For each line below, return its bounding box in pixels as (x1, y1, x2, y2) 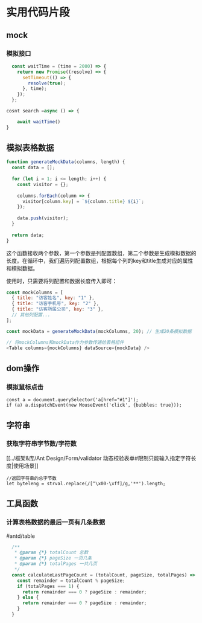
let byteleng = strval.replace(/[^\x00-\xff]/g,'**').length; (6, 480, 166, 486)
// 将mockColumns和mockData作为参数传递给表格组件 (6, 339, 125, 345)
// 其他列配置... (11, 312, 51, 318)
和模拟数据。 (6, 264, 38, 272)
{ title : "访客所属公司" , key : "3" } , (11, 306, 104, 312)
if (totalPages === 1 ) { (17, 583, 80, 589)
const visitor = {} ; (17, 181, 69, 187)
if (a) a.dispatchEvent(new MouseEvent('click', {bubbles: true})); (6, 402, 182, 408)
